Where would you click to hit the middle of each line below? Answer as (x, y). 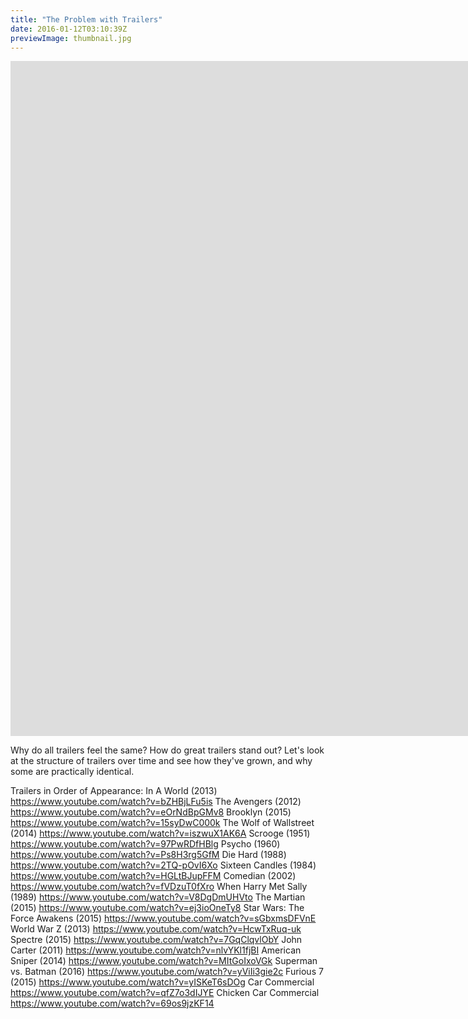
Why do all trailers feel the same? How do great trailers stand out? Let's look (167, 750)
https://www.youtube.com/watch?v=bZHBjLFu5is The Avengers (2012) (156, 802)
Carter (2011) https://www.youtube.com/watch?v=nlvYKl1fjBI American (156, 950)
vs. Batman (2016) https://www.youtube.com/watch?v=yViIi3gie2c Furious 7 (167, 972)
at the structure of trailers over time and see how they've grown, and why (161, 761)
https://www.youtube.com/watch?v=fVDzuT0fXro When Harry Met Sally (159, 887)
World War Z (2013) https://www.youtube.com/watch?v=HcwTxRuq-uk (156, 929)
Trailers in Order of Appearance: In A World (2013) (114, 791)
